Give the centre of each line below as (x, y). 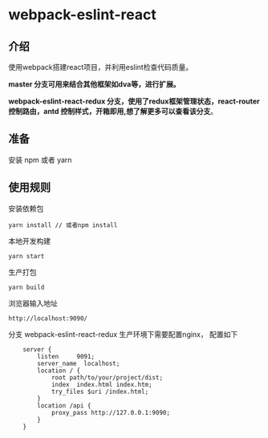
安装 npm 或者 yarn (40, 160)
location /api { (64, 406)
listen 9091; (66, 356)
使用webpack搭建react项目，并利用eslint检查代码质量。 (101, 67)
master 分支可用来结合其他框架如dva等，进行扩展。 (94, 84)
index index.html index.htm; (102, 384)
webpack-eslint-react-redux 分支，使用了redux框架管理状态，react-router (134, 101)
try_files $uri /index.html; (100, 391)
